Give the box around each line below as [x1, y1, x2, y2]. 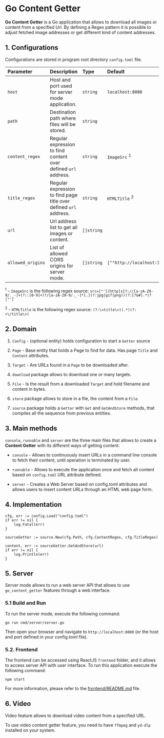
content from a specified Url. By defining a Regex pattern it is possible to [5, 24, 151, 30]
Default [107, 68, 125, 75]
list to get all [49, 224, 78, 231]
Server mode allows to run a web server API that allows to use [5, 582, 130, 588]
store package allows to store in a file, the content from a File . [12, 396, 139, 401]
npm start [5, 677, 25, 682]
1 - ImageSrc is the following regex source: [5, 287, 89, 294]
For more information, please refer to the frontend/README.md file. [5, 685, 141, 691]
